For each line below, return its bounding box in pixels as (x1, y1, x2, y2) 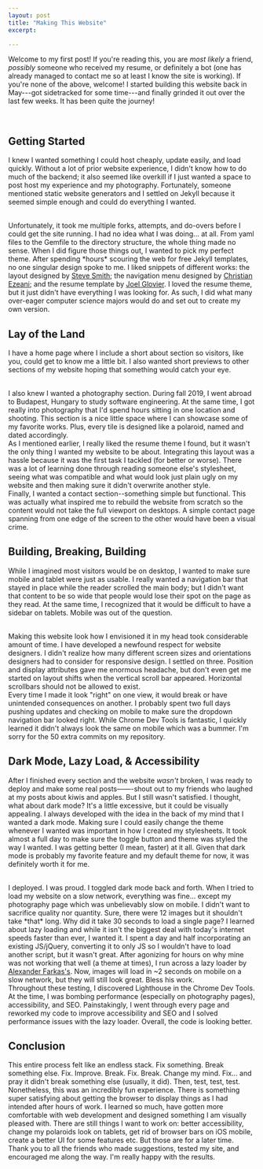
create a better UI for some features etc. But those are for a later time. (8, 1135, 234, 1145)
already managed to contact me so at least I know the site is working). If (8, 72, 242, 81)
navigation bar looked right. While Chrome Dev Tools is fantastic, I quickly (8, 715, 247, 724)
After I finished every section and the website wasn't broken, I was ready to (8, 775, 253, 785)
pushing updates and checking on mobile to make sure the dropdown (8, 706, 233, 716)
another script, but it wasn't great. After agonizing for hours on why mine (8, 949, 244, 959)
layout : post (8, 11, 51, 20)
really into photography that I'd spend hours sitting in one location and (8, 405, 236, 414)
